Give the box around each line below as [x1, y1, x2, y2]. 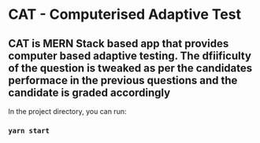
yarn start [8, 126, 50, 135]
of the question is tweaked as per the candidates [8, 61, 253, 75]
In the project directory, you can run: [8, 107, 127, 115]
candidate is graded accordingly [8, 86, 171, 99]
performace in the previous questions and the [8, 73, 238, 87]
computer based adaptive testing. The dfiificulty [8, 49, 252, 62]
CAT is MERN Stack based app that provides [8, 37, 229, 50]
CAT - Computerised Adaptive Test [8, 5, 242, 24]
